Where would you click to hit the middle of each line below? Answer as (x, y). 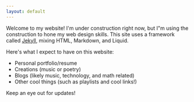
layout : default (26, 11)
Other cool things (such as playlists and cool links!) (75, 82)
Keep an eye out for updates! (41, 93)
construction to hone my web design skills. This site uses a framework (90, 34)
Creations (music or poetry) (48, 69)
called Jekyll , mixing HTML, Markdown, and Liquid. (68, 40)
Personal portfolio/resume (46, 63)
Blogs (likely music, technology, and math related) (75, 75)
